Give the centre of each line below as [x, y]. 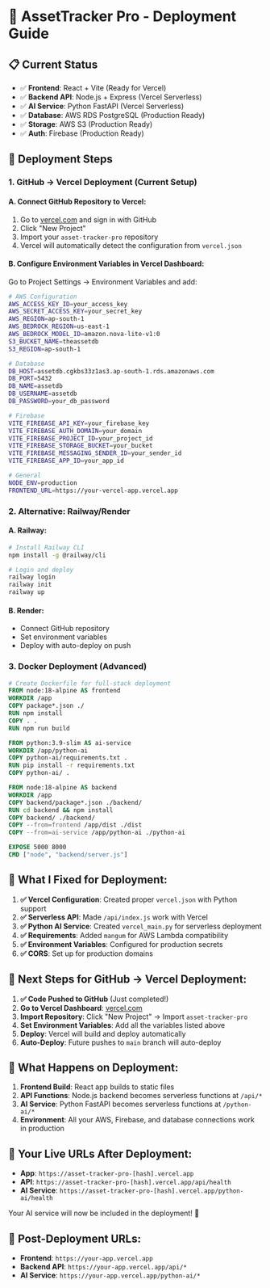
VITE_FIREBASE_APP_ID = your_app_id [66, 461]
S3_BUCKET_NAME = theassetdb [54, 341]
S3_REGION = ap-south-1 [45, 349]
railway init [30, 585]
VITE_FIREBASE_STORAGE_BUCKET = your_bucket [81, 446]
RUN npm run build [39, 728]
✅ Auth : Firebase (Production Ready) [82, 133]
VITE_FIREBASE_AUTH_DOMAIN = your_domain [75, 431]
